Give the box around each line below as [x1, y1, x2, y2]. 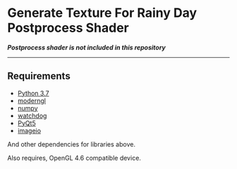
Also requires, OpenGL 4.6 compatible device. [7, 154, 141, 162]
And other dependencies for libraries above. [7, 139, 136, 149]
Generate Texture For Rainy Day [7, 5, 197, 21]
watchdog [17, 111, 47, 120]
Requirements [7, 70, 71, 82]
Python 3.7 [17, 89, 49, 97]
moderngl [17, 96, 46, 105]
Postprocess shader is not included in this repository [7, 43, 166, 51]
